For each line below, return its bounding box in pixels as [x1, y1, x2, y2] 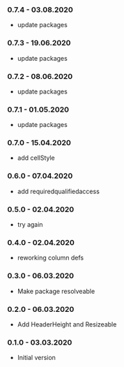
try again [17, 220, 43, 229]
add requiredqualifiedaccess [17, 187, 100, 195]
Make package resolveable [17, 287, 95, 295]
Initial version [17, 354, 56, 362]
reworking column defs [17, 253, 84, 262]
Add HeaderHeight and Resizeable [17, 320, 117, 329]
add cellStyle [17, 153, 56, 162]
